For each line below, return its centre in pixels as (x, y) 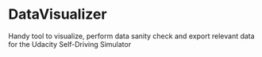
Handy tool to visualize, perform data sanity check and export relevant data (132, 36)
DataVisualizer (58, 14)
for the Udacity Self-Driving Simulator (70, 44)
